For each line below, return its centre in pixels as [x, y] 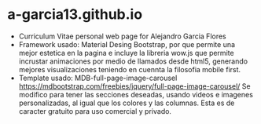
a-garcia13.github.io [75, 15]
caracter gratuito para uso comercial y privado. [95, 111]
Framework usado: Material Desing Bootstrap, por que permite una [127, 44]
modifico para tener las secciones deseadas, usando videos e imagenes [136, 94]
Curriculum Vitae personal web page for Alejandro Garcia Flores [122, 36]
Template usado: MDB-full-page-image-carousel [98, 78]
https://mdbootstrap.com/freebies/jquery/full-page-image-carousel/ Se [134, 86]
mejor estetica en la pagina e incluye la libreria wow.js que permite [126, 53]
